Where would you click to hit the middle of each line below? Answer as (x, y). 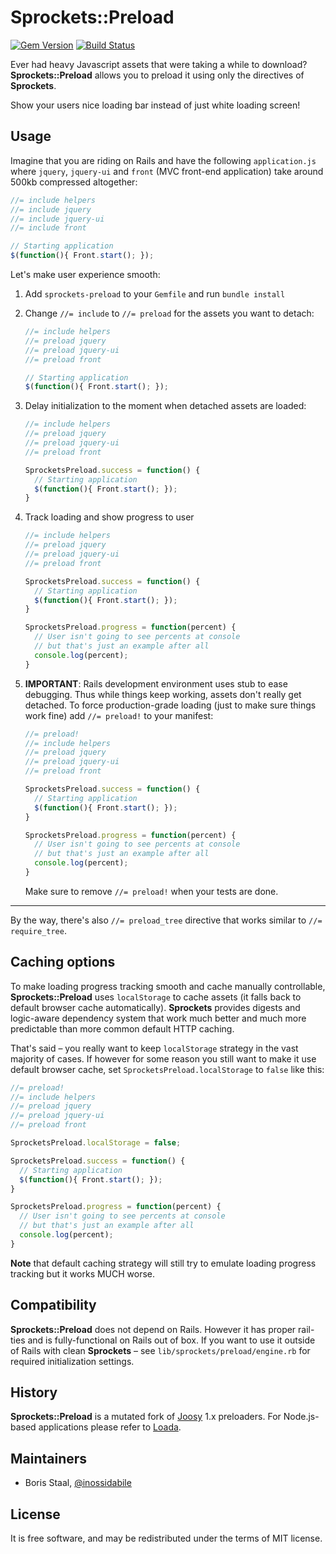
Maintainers (49, 1458)
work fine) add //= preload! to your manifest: (119, 715)
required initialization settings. (72, 1361)
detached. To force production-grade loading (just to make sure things (170, 705)
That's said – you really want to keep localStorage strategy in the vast (154, 1048)
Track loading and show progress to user (109, 517)
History (34, 1392)
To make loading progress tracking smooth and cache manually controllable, (168, 986)
